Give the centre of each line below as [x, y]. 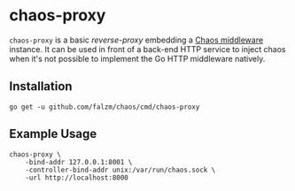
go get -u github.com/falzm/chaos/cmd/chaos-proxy [105, 107]
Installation [41, 86]
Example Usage [53, 134]
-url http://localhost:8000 [77, 178]
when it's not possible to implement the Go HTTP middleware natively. [137, 58]
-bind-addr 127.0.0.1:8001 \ [79, 162]
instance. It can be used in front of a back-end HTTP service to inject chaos [147, 49]
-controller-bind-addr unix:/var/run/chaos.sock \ [120, 170]
